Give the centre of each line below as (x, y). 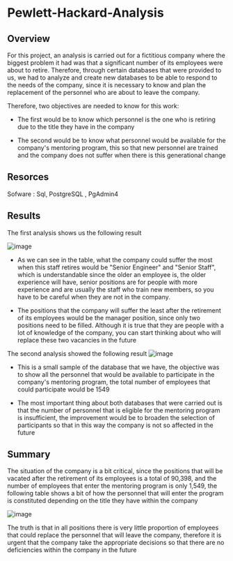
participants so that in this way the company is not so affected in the (115, 425)
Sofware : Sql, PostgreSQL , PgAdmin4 (63, 194)
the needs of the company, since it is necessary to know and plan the (107, 85)
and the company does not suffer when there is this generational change (121, 155)
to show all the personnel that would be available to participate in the (116, 374)
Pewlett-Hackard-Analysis (86, 13)
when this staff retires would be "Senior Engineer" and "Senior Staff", (116, 267)
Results (24, 216)
